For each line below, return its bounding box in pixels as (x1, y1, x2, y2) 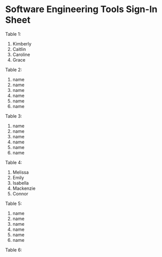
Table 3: (5, 113, 22, 119)
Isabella (12, 180, 29, 186)
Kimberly (12, 40, 32, 46)
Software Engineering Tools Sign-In (5, 4, 157, 15)
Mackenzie (12, 185, 36, 191)
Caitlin (12, 46, 26, 52)
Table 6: (5, 246, 22, 253)
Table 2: (5, 67, 22, 73)
